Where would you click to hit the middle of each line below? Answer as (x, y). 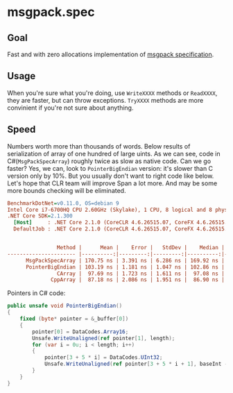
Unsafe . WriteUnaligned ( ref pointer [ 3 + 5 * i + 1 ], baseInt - (136, 364)
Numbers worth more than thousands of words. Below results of (99, 146)
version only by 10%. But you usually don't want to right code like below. (111, 176)
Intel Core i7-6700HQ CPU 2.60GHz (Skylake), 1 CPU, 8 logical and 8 (110, 210)
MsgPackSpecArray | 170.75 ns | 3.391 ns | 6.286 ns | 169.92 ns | (125, 260)
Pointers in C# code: (36, 293)
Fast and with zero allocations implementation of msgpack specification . (111, 54)
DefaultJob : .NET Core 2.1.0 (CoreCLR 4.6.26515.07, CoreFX (104, 229)
